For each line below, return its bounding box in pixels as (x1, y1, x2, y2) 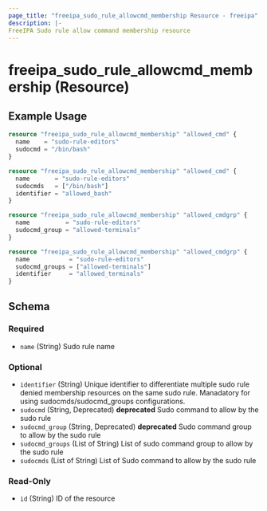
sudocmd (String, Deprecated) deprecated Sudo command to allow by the (19, 405, 259, 415)
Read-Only (8, 476, 52, 487)
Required (8, 324, 45, 335)
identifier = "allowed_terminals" (15, 270, 145, 278)
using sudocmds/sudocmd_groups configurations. (19, 396, 186, 407)
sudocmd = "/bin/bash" (15, 145, 91, 154)
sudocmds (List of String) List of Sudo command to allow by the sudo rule (19, 456, 257, 466)
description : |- (8, 19, 62, 27)
